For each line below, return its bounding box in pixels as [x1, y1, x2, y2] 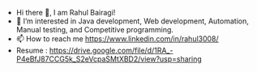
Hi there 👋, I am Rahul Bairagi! [15, 8, 116, 17]
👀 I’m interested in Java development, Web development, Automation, [15, 16, 250, 26]
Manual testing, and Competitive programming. [15, 25, 174, 34]
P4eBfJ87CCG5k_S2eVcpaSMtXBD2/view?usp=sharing [15, 54, 203, 64]
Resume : [15, 45, 48, 55]
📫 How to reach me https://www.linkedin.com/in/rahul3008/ [15, 34, 219, 44]
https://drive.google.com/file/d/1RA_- [49, 45, 173, 55]
